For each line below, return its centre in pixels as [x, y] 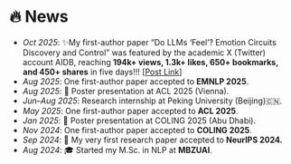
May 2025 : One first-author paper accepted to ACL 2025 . [130, 111]
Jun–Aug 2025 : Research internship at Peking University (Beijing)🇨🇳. [152, 101]
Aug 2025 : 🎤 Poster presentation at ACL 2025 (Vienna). [126, 91]
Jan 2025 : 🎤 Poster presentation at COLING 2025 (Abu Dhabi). [139, 121]
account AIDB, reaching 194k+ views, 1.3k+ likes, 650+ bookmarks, [150, 62]
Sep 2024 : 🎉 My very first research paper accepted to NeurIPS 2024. [152, 140]
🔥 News [39, 17]
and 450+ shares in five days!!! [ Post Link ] [102, 72]
